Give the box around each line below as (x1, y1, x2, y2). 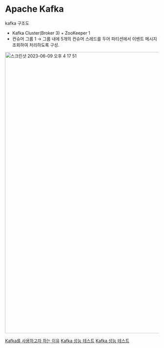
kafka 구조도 (5, 20, 29, 26)
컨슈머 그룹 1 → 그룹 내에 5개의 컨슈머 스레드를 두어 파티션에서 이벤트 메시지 (12, 36, 157, 42)
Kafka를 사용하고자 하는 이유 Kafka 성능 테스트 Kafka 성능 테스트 (5, 338, 130, 344)
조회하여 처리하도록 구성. (12, 42, 60, 47)
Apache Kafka (5, 3, 64, 15)
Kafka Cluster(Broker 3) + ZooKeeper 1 (12, 30, 90, 36)
